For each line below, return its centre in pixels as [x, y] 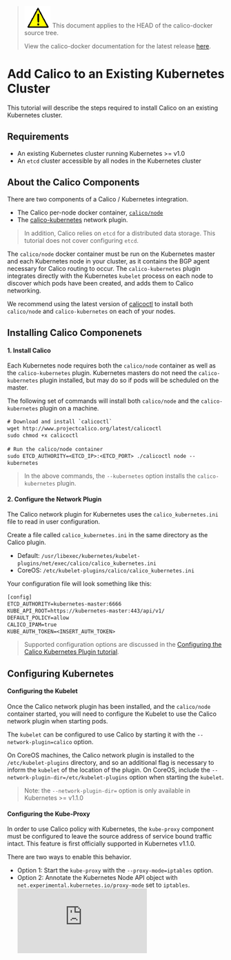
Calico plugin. [27, 542]
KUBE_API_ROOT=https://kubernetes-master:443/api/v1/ [86, 611]
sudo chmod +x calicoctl [43, 436]
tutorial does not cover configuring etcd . [81, 240]
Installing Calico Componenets [75, 333]
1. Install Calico [29, 350]
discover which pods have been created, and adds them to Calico [100, 283]
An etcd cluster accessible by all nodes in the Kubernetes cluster [109, 161]
